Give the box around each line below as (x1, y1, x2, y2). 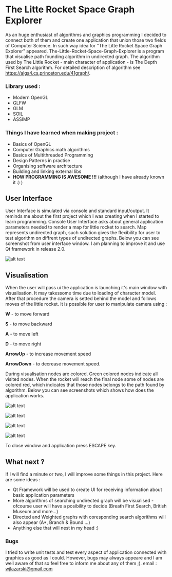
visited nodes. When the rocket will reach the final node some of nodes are (5, 376, 164, 382)
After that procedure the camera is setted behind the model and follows (5, 295, 157, 302)
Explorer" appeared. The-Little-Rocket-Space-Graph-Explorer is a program (5, 48, 164, 54)
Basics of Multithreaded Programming (12, 152, 93, 158)
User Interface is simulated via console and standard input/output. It (5, 207, 149, 214)
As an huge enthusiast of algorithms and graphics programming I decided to (5, 31, 167, 38)
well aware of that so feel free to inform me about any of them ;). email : (5, 560, 157, 567)
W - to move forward (5, 311, 50, 317)
